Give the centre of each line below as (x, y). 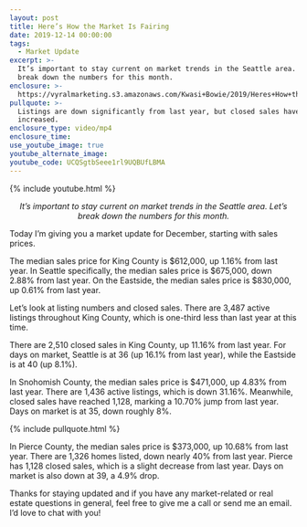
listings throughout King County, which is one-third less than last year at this (153, 317)
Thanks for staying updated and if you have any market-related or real (142, 493)
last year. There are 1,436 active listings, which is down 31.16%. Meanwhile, (152, 391)
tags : (20, 43)
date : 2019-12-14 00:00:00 (61, 35)
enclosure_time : (40, 137)
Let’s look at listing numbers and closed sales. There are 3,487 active (140, 308)
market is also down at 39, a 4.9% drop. (85, 475)
